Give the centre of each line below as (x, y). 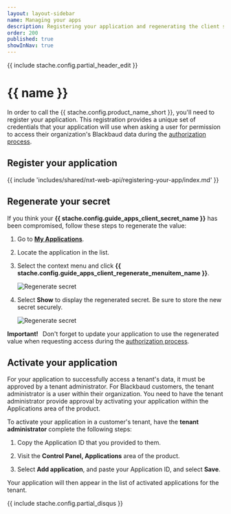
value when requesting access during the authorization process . (98, 341)
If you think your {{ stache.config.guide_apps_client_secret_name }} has (112, 218)
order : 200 (23, 33)
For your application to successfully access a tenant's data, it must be (106, 379)
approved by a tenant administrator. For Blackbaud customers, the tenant (111, 386)
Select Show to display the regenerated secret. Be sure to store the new (119, 299)
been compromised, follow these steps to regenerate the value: (97, 226)
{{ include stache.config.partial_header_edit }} (73, 65)
